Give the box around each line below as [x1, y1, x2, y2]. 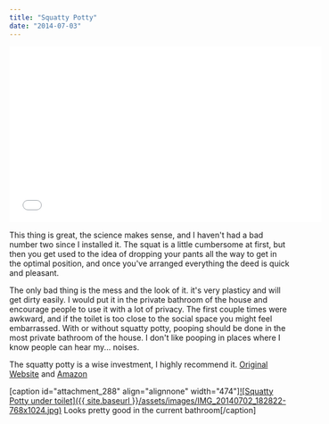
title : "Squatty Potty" [9, 12, 98, 22]
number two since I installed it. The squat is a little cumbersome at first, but [9, 238, 286, 250]
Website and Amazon [9, 368, 87, 379]
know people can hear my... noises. [9, 341, 140, 353]
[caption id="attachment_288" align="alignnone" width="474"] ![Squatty [9, 386, 274, 396]
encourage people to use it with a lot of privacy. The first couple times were [9, 303, 287, 314]
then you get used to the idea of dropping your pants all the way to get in [9, 248, 277, 259]
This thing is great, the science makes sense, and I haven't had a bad [9, 229, 264, 240]
